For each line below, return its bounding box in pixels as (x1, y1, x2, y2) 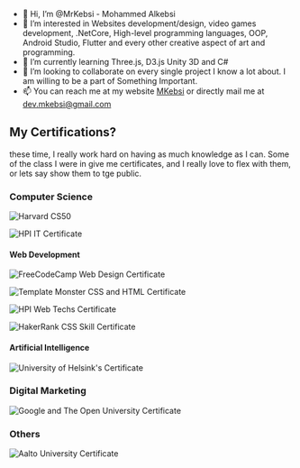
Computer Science (9, 190, 93, 203)
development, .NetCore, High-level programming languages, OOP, (22, 28, 268, 38)
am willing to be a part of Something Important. (22, 76, 198, 86)
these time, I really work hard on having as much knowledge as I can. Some (9, 149, 290, 160)
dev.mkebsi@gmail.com (22, 99, 112, 109)
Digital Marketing (9, 384, 87, 397)
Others (9, 427, 41, 440)
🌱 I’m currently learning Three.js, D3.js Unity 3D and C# (22, 57, 229, 67)
